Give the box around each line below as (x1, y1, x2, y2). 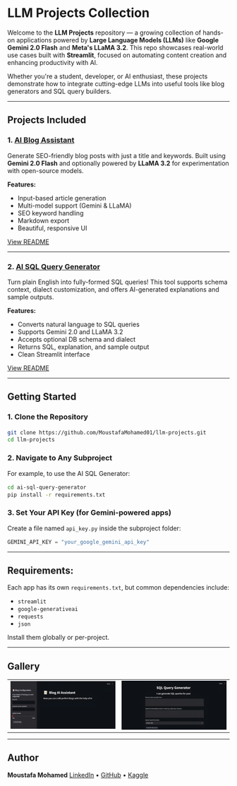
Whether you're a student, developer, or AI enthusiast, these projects (7, 72, 208, 81)
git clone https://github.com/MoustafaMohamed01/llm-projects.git (7, 429, 207, 436)
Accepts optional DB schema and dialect (17, 335, 136, 343)
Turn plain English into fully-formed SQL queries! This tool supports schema (7, 278, 228, 286)
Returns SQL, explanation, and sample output (17, 343, 150, 351)
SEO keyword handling (17, 208, 84, 217)
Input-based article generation (17, 193, 107, 202)
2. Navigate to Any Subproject (7, 453, 113, 463)
